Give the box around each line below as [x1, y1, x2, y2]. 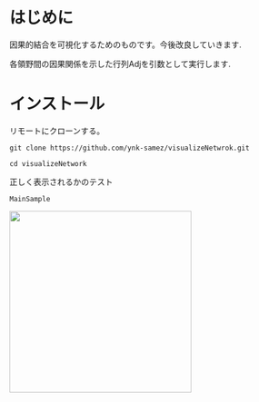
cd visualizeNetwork [9, 159, 88, 168]
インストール [9, 93, 105, 114]
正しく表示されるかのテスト [9, 176, 114, 187]
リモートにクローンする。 [9, 125, 105, 136]
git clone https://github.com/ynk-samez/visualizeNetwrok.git [9, 143, 250, 152]
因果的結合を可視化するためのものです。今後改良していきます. [9, 39, 243, 50]
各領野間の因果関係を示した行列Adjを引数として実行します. [9, 58, 232, 69]
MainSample [9, 194, 51, 203]
